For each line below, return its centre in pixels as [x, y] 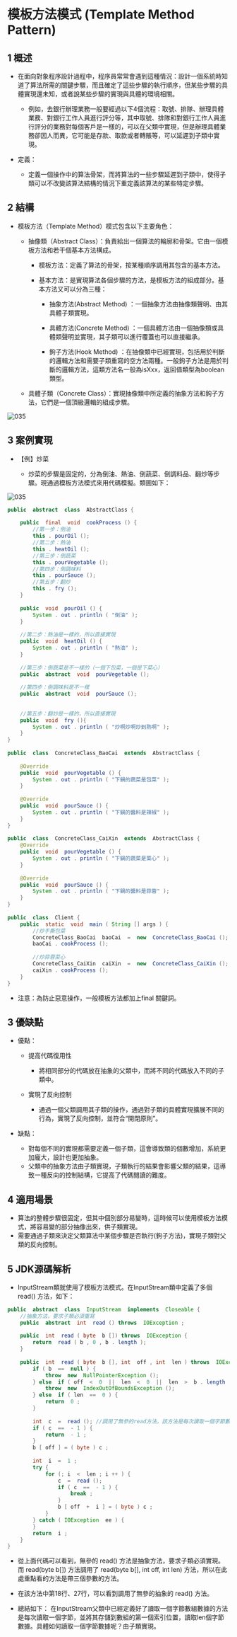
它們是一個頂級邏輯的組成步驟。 [87, 402]
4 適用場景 [30, 1199]
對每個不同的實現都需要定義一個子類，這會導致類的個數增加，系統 [124, 1149]
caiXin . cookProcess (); [71, 970]
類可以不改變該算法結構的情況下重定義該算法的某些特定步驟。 [118, 183]
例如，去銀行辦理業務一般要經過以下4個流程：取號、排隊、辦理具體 [126, 109]
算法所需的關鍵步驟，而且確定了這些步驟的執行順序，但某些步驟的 [126, 85]
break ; [81, 1494]
